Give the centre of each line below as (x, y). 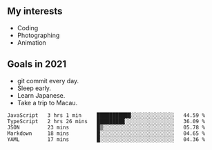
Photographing (38, 35)
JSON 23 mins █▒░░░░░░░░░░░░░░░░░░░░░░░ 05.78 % (106, 127)
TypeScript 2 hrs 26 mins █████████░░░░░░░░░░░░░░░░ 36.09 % (106, 121)
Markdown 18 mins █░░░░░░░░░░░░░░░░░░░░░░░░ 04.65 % (106, 133)
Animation (31, 42)
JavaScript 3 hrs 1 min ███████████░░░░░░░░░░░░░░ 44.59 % (106, 115)
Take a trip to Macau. (47, 103)
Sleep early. (34, 88)
